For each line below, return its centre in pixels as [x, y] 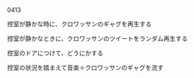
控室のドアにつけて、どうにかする [55, 53]
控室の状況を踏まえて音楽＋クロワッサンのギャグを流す [85, 67]
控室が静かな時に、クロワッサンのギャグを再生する [79, 24]
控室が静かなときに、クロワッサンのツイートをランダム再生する [97, 38]
